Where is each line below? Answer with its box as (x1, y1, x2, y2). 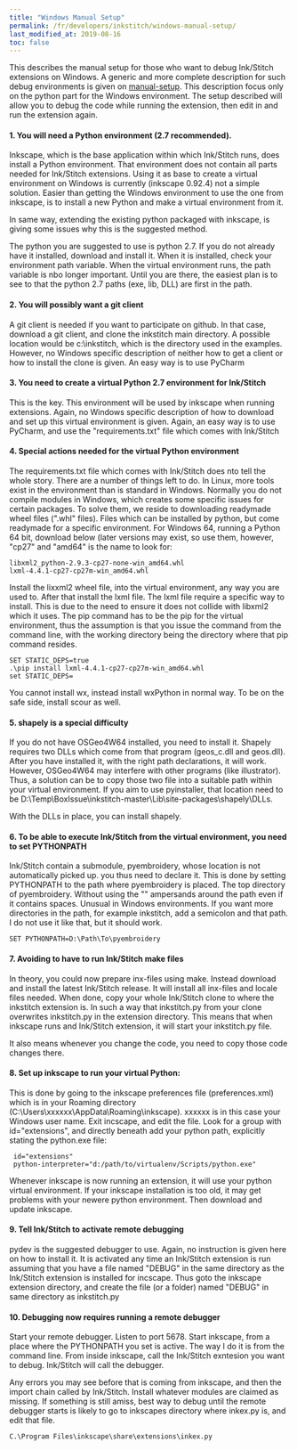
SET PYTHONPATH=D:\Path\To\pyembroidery (9, 934, 162, 944)
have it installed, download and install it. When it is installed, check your (9, 250, 272, 261)
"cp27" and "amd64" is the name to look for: (9, 542, 173, 552)
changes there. (9, 1047, 65, 1058)
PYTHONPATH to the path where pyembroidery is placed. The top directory (9, 879, 286, 891)
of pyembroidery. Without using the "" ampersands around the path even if (9, 889, 284, 900)
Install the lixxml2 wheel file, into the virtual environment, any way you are (9, 582, 280, 593)
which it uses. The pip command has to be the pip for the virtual (9, 611, 244, 622)
